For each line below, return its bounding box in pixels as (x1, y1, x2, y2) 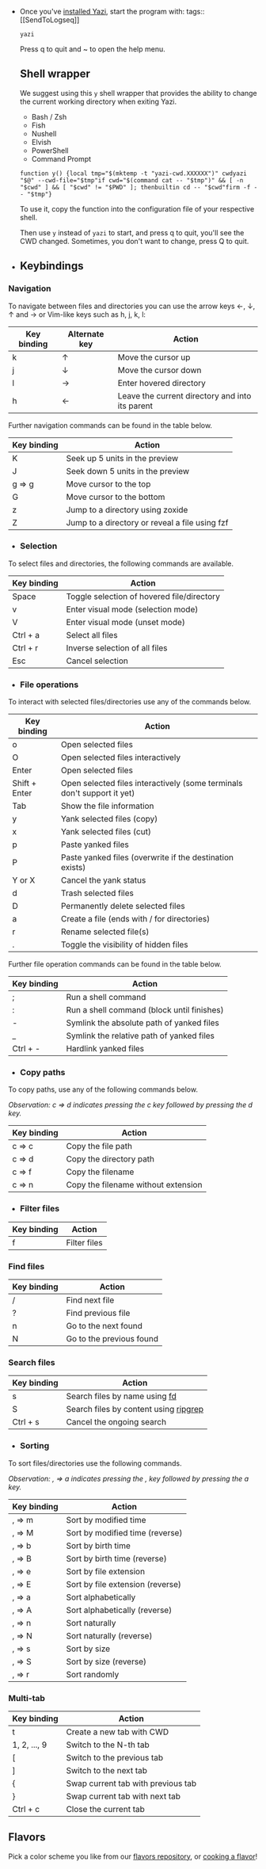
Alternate (67, 328, 104, 339)
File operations (19, 679, 79, 690)
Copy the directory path (66, 1154, 155, 1165)
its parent (117, 400, 153, 411)
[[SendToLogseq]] (19, 15, 80, 25)
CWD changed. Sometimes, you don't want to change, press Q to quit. (19, 236, 249, 246)
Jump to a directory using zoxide (66, 504, 188, 515)
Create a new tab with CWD (66, 1726, 169, 1737)
